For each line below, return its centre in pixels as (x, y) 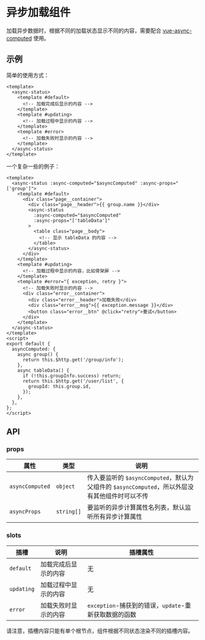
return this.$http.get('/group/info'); (73, 360)
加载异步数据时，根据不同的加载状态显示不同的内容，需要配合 (84, 31)
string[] (68, 512)
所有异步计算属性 (117, 517)
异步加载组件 (39, 13)
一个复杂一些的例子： (33, 166)
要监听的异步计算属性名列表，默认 (136, 508)
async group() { (38, 354)
